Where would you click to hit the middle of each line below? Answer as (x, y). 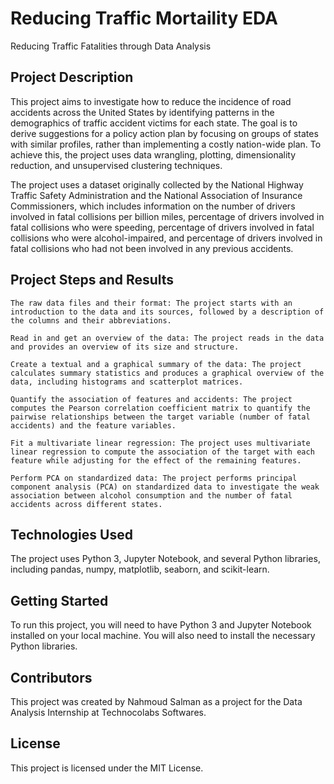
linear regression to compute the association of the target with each (162, 452)
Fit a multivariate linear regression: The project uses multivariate (160, 443)
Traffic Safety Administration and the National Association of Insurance (156, 195)
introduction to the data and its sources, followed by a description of (167, 312)
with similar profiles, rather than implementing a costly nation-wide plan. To (166, 144)
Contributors (51, 677)
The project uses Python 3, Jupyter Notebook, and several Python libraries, (165, 559)
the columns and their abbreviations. (91, 320)
